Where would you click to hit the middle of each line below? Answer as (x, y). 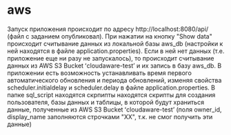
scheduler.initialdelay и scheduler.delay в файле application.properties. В (111, 87)
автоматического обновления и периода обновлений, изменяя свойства (114, 80)
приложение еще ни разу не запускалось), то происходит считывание (111, 58)
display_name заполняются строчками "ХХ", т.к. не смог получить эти (110, 116)
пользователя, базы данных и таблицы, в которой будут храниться (106, 102)
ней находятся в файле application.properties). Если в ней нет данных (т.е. (116, 51)
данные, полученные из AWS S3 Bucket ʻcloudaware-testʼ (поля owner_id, (114, 110)
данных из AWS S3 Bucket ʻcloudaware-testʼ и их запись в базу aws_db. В (114, 65)
